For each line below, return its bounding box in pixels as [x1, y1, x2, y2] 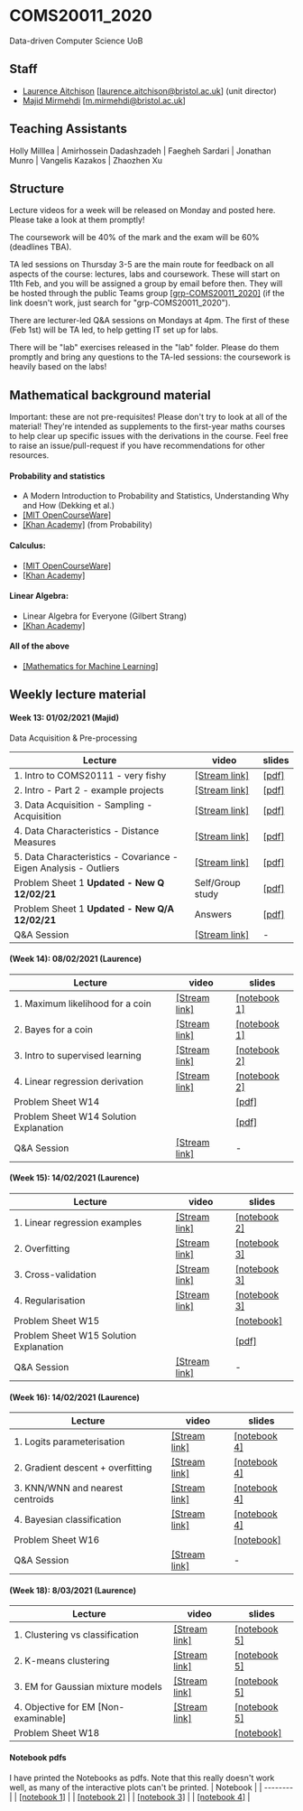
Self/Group [194, 876, 241, 889]
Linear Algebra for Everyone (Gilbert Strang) [22, 611, 188, 621]
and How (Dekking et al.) [22, 500, 115, 511]
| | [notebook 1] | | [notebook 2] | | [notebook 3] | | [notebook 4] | [9, 1791, 251, 1802]
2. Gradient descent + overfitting [14, 1461, 152, 1474]
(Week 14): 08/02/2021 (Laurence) [9, 954, 142, 965]
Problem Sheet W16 [14, 1534, 100, 1546]
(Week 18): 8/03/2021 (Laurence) [9, 1584, 137, 1595]
